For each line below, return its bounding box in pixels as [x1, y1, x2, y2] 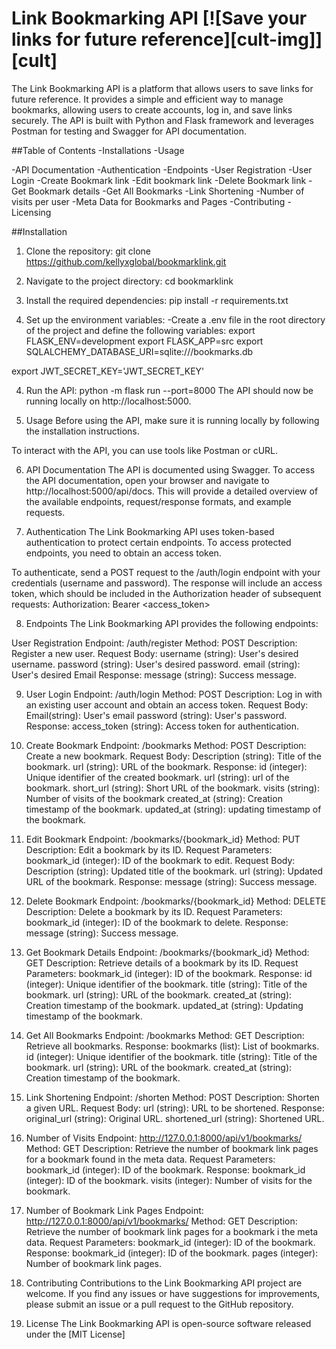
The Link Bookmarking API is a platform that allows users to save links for [11, 82, 314, 94]
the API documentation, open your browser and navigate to [25, 474, 270, 486]
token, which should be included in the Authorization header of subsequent [11, 587, 322, 599]
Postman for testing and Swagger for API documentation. [11, 125, 247, 137]
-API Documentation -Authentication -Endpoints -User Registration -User [11, 163, 313, 176]
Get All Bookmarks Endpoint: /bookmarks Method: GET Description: [25, 1029, 305, 1041]
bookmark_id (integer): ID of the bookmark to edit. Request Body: [25, 854, 296, 866]
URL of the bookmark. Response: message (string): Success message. [25, 875, 318, 887]
